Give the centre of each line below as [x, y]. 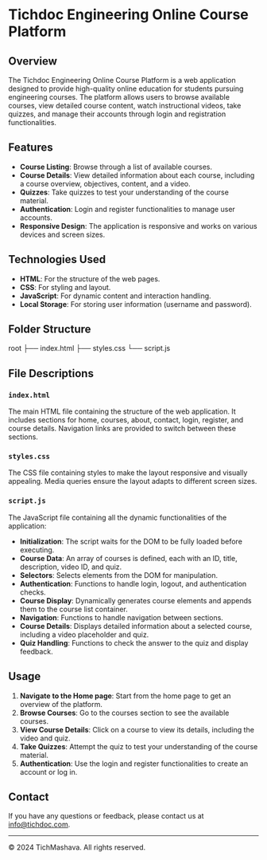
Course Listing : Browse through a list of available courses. [116, 167]
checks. [33, 592]
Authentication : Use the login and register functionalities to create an [134, 764]
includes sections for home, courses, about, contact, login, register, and [126, 420]
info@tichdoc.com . [39, 825]
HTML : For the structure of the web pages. [90, 279]
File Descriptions [51, 373]
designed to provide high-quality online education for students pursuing [126, 88]
